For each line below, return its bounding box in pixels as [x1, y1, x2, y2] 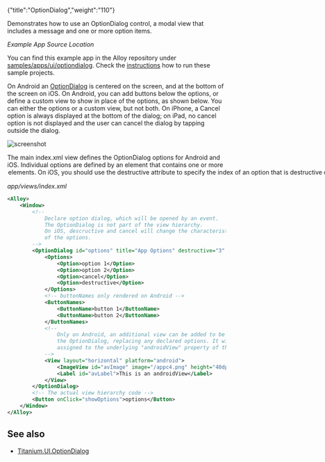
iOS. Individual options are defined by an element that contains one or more [7, 161, 224, 169]
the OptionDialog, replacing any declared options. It [56, 337, 219, 345]
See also [7, 428, 45, 440]
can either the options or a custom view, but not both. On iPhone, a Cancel [7, 104, 220, 112]
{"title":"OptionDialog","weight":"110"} [7, 6, 115, 14]
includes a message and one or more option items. [7, 27, 152, 35]
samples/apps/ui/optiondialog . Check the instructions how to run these [7, 61, 210, 69]
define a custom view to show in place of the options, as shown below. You [7, 97, 222, 105]
